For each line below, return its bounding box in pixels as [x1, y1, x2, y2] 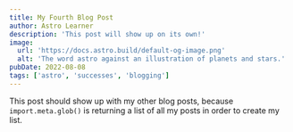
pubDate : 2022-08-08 [9, 63, 87, 72]
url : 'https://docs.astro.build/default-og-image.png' [17, 46, 226, 55]
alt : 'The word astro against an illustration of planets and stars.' [17, 54, 286, 63]
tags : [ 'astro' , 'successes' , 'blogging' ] [9, 71, 170, 80]
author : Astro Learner [9, 21, 94, 30]
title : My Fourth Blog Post [9, 12, 114, 22]
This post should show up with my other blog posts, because [9, 95, 234, 106]
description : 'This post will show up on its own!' [9, 29, 205, 38]
